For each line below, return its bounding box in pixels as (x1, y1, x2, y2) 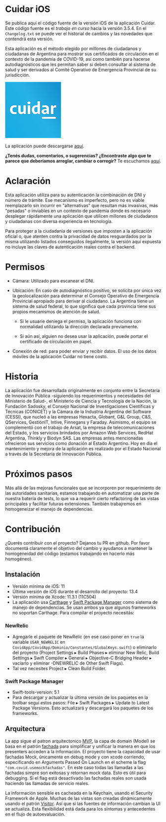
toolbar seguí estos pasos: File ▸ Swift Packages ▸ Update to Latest (12, 700, 150, 706)
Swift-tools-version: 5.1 (12, 689, 59, 695)
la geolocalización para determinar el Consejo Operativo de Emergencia (12, 292, 160, 298)
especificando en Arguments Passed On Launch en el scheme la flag (5, 759, 146, 765)
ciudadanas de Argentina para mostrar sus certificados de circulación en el (5, 51, 159, 57)
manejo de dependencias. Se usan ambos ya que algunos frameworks (12, 604, 156, 611)
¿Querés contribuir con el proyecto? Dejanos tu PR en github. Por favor (5, 540, 150, 546)
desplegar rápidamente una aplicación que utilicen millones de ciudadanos (5, 213, 158, 219)
